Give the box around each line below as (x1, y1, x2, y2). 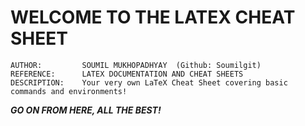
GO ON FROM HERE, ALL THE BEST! (10, 104, 162, 116)
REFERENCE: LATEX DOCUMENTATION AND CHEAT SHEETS (10, 69, 244, 79)
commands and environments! (10, 86, 128, 96)
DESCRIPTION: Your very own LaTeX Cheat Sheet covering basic (10, 77, 288, 88)
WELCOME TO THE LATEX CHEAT (10, 6, 296, 29)
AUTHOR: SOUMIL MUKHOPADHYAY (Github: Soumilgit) (10, 60, 262, 70)
